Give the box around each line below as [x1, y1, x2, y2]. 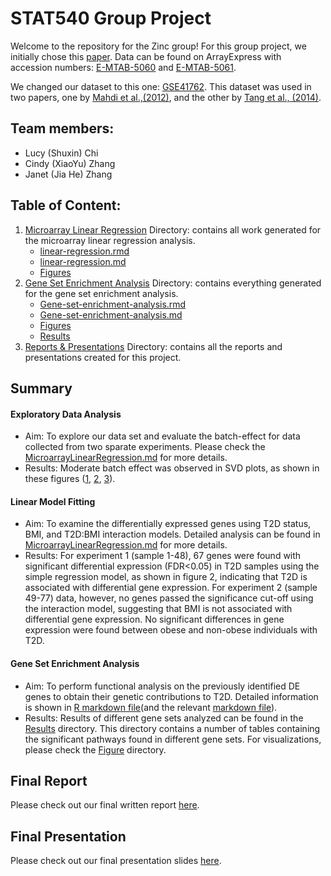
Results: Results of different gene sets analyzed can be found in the [24, 712, 304, 724]
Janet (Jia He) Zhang [24, 168, 113, 180]
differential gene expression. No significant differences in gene [24, 613, 285, 626]
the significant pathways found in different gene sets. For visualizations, [24, 733, 322, 745]
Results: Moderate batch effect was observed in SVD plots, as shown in [24, 462, 320, 474]
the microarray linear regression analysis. [24, 234, 196, 246]
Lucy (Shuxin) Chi [24, 147, 99, 159]
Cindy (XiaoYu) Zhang [24, 157, 116, 169]
